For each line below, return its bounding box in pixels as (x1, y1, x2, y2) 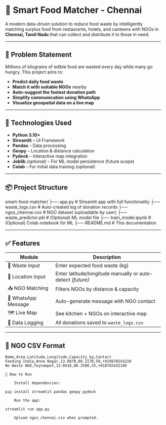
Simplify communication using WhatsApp (12, 94, 100, 100)
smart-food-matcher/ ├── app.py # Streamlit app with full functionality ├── (5, 199, 161, 205)
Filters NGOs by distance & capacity (55, 285, 139, 292)
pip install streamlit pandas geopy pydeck (5, 389, 96, 394)
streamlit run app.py (5, 407, 50, 412)
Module (20, 254, 39, 261)
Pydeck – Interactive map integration (12, 153, 88, 159)
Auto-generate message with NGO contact (55, 298, 156, 305)
